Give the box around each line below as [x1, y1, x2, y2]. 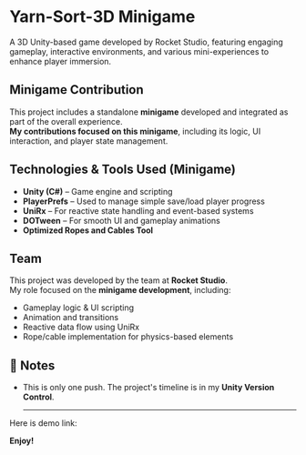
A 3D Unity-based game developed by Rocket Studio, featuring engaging [9, 36, 284, 47]
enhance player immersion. [9, 56, 112, 66]
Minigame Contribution [9, 82, 144, 97]
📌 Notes [9, 358, 56, 373]
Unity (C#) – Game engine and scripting [22, 186, 173, 197]
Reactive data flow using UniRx [22, 321, 139, 333]
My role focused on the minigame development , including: [9, 285, 231, 296]
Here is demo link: [9, 418, 77, 429]
